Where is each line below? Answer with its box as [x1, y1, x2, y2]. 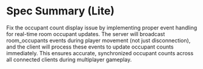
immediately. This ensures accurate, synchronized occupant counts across [6, 49, 194, 56]
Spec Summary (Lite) [6, 4, 115, 18]
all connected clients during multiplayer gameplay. [6, 56, 132, 63]
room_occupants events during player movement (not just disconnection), [6, 37, 191, 44]
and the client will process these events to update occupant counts [6, 43, 174, 50]
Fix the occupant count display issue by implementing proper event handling [6, 24, 198, 31]
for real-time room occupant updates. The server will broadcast [6, 30, 165, 37]
